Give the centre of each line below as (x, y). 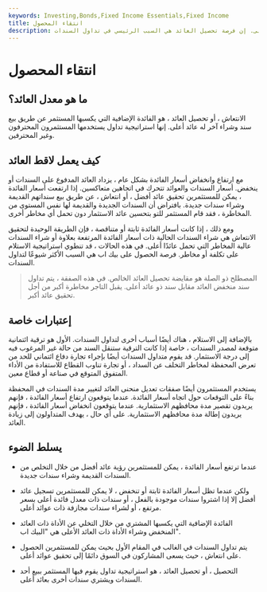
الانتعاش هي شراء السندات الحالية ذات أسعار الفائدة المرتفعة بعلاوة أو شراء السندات (132, 237)
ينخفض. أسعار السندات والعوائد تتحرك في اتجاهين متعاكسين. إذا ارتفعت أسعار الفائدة (133, 188)
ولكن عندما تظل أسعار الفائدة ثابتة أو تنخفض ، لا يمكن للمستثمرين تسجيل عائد (134, 490)
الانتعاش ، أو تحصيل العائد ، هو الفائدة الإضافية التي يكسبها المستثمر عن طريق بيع (127, 118)
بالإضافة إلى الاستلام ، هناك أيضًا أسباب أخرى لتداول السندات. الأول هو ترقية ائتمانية (130, 339)
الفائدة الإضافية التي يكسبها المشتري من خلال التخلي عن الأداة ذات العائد (126, 523)
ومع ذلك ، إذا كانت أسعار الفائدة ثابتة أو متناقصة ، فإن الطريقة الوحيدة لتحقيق (121, 229)
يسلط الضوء (35, 447)
